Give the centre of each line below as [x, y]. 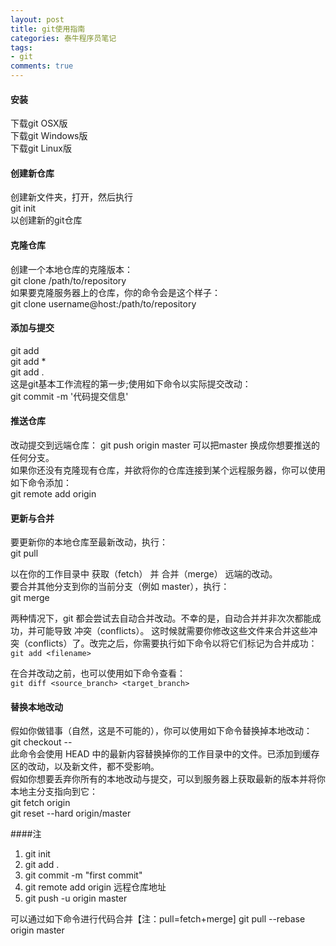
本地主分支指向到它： [54, 792]
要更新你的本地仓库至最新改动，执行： [89, 542]
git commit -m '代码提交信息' [69, 396]
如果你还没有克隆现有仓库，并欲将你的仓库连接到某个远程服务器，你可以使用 [168, 470]
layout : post [37, 19]
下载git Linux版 [41, 148]
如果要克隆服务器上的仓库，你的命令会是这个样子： [115, 292]
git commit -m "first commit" [83, 875]
